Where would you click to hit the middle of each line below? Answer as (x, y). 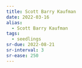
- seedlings (27, 39)
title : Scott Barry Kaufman (41, 12)
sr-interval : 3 (25, 50)
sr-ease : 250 (22, 56)
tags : (13, 34)
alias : (14, 22)
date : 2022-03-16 (28, 17)
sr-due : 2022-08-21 (31, 45)
